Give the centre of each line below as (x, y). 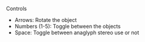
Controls (17, 9)
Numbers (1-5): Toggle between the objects (67, 26)
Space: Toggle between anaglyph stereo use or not (77, 33)
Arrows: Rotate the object (46, 20)
